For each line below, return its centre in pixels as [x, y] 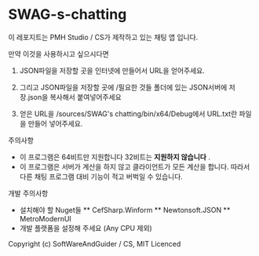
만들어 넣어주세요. [55, 123]
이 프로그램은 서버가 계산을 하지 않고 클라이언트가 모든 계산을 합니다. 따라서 [135, 166]
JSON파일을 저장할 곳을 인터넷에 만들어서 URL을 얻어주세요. [112, 70]
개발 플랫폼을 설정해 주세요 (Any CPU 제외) [86, 228]
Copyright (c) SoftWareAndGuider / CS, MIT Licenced [95, 243]
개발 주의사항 [28, 193]
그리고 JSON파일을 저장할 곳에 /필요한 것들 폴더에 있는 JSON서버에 [123, 87]
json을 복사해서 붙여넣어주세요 [75, 97]
